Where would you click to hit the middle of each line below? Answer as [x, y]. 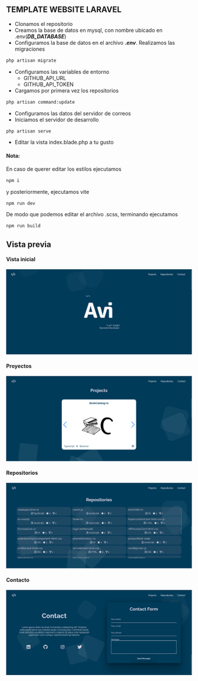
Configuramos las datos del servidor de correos [73, 113]
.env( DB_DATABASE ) [40, 36]
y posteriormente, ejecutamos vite [48, 191]
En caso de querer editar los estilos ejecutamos [64, 169]
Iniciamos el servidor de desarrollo [57, 120]
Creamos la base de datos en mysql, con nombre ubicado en [89, 30]
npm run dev [21, 203]
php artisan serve [29, 131]
